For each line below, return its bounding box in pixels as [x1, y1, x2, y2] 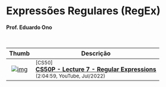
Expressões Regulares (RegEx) [6, 4, 161, 18]
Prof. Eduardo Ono [6, 24, 52, 31]
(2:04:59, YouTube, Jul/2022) [35, 72, 106, 79]
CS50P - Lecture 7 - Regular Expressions [35, 65, 157, 73]
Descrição [81, 49, 111, 57]
